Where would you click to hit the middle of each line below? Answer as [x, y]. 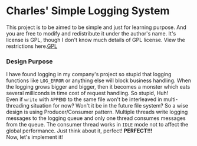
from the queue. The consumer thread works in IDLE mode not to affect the [97, 125]
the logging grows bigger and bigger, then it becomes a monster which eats [98, 87]
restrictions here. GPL [32, 46]
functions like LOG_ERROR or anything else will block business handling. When [99, 80]
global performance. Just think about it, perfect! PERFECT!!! [79, 131]
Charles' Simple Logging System [88, 11]
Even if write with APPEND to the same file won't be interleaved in [84, 99]
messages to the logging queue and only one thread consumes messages [96, 118]
